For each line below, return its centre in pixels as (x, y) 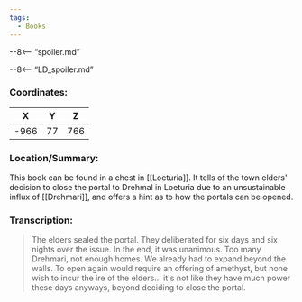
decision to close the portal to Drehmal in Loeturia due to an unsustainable (147, 188)
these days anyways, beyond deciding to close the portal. (138, 288)
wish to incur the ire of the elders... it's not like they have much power (161, 278)
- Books (32, 26)
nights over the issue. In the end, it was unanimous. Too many (146, 250)
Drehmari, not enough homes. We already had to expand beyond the (159, 259)
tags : (19, 18)
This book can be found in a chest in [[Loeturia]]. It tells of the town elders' (148, 178)
